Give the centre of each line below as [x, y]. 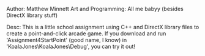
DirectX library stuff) [32, 15]
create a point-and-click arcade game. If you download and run [86, 33]
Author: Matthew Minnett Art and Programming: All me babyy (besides [95, 9]
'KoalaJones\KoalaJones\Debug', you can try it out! [71, 46]
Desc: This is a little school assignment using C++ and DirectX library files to [103, 27]
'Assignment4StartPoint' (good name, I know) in [67, 40]
